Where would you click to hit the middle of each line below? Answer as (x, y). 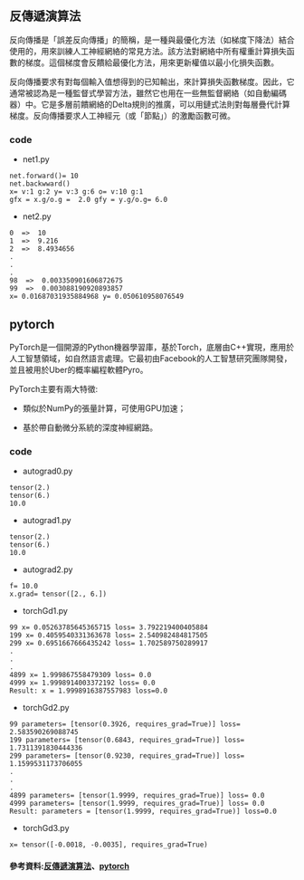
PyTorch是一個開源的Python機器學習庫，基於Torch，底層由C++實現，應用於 (152, 347)
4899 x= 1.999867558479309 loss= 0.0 (81, 675)
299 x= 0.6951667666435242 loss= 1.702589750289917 (109, 644)
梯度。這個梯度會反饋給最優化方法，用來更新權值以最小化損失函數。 (152, 62)
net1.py (36, 159)
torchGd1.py (45, 611)
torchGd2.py (46, 708)
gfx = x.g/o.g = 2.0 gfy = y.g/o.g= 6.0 (89, 200)
